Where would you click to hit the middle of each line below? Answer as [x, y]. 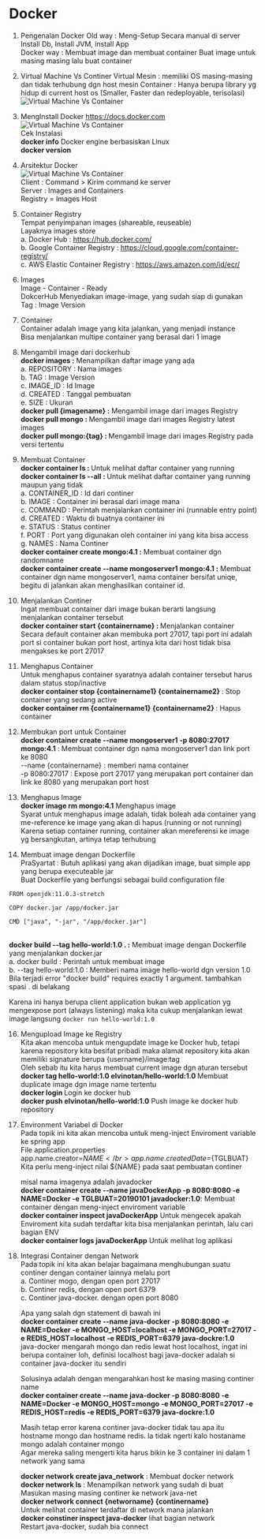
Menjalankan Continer [56, 600]
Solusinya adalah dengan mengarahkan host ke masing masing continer [137, 1378]
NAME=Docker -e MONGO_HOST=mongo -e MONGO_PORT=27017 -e [136, 1403]
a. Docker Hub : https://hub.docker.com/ [86, 239]
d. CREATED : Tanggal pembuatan [75, 394]
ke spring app [43, 1141]
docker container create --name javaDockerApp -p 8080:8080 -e [130, 1190]
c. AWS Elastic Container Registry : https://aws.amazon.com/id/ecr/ [130, 264]
